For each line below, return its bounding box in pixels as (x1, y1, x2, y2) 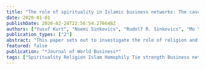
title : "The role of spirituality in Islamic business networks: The (6, 9, 187, 15)
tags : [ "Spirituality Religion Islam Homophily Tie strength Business (6, 54, 190, 60)
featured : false (6, 43, 48, 49)
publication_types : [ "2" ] (6, 32, 72, 38)
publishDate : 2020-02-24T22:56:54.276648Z (6, 20, 116, 26)
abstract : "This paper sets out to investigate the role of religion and (6, 37, 198, 43)
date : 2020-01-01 (6, 15, 51, 21)
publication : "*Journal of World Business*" (6, 49, 121, 55)
